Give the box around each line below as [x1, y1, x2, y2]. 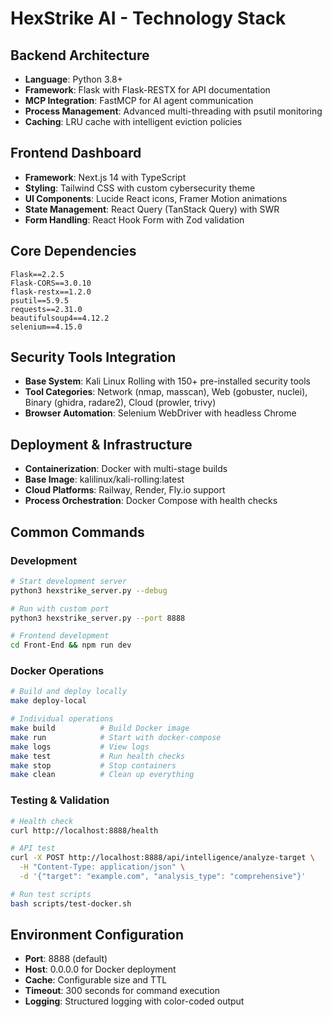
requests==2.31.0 [10, 304, 83, 314]
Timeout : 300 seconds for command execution [24, 985, 221, 997]
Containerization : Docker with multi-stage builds [24, 463, 228, 475]
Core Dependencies [10, 243, 137, 260]
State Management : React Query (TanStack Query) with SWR [24, 203, 280, 215]
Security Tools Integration [10, 349, 177, 366]
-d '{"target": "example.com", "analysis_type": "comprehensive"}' [19, 872, 307, 882]
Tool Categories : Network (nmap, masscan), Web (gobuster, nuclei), [24, 386, 308, 398]
